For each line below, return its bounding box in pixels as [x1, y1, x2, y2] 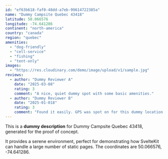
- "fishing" [10, 53, 35, 59]
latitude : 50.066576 [5, 16, 49, 21]
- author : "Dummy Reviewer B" [10, 95, 73, 100]
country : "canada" [5, 30, 44, 35]
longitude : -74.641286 [5, 21, 53, 26]
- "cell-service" [10, 49, 46, 54]
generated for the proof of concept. [5, 128, 79, 134]
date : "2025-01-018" [14, 100, 57, 105]
